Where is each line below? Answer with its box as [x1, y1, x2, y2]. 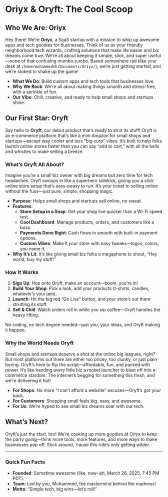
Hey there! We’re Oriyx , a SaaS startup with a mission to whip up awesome [5, 36, 160, 42]
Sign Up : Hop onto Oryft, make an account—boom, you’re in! [12, 280, 138, 286]
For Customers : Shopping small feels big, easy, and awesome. [12, 397, 142, 403]
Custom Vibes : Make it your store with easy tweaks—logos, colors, [19, 240, 159, 246]
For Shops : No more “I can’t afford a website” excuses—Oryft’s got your [12, 387, 161, 393]
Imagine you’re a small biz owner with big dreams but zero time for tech [5, 172, 153, 178]
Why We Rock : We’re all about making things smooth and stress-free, [12, 83, 156, 89]
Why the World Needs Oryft [5, 339, 74, 346]
